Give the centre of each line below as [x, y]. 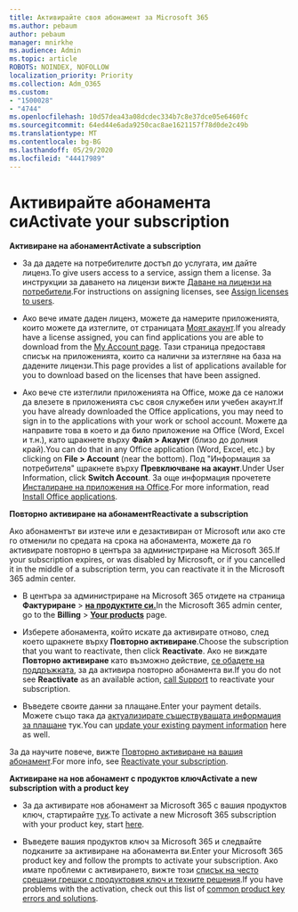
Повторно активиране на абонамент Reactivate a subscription [129, 514]
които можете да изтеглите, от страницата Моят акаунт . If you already [154, 328]
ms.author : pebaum [43, 26]
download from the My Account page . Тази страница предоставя [144, 347]
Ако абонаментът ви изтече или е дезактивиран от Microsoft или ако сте [148, 531]
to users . [38, 301]
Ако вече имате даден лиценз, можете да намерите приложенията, [151, 318]
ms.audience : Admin [45, 51]
